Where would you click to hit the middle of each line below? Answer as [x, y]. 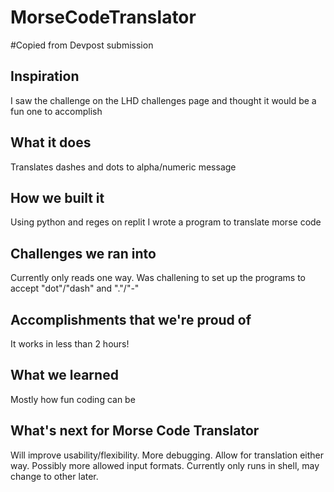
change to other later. [54, 476]
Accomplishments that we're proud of [131, 319]
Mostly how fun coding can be [73, 399]
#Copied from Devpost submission [82, 45]
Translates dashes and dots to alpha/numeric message [123, 167]
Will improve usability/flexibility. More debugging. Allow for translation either [167, 455]
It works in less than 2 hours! [70, 344]
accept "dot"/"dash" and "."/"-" [75, 288]
